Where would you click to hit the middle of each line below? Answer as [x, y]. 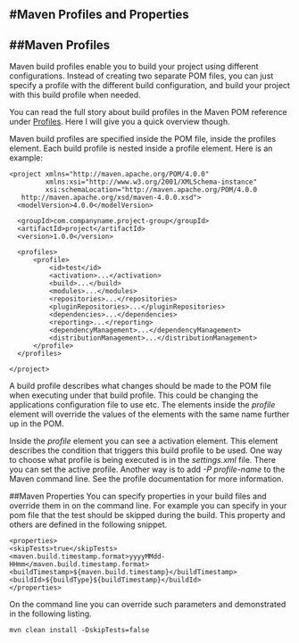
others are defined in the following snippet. [88, 524]
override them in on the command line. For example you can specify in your [148, 506]
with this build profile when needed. [75, 95]
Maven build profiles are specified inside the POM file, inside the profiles [143, 139]
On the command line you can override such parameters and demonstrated [148, 605]
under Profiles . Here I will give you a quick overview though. [120, 122]
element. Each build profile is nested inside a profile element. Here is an [141, 148]
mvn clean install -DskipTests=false [79, 631]
